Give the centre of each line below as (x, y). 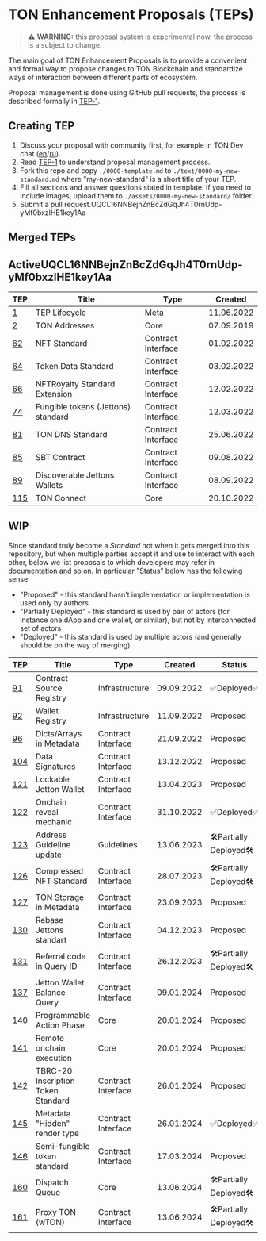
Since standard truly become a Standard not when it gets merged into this (129, 545)
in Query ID (56, 966)
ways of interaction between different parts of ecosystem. (103, 77)
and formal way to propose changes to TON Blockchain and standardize (125, 68)
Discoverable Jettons (75, 475)
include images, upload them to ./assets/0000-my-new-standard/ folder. (136, 195)
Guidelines (118, 844)
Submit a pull (41, 204)
